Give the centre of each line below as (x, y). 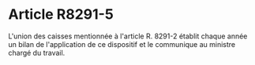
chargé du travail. (37, 52)
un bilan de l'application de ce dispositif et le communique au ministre (122, 44)
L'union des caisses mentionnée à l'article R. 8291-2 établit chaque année (128, 36)
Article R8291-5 (61, 14)
